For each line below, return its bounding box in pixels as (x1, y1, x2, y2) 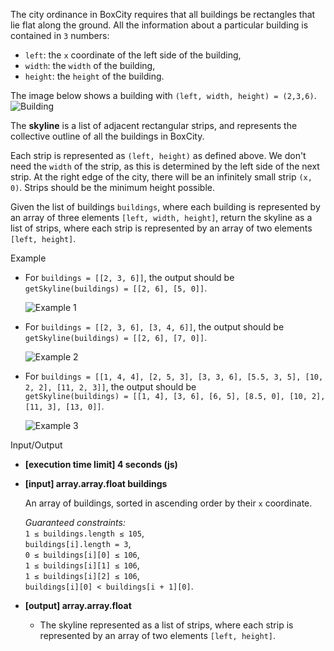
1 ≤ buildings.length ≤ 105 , (24, 527, 145, 539)
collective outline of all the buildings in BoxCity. (10, 130, 205, 142)
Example (10, 252, 47, 264)
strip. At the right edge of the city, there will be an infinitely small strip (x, (10, 171, 313, 183)
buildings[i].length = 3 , (24, 538, 132, 549)
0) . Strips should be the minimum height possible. (10, 182, 215, 193)
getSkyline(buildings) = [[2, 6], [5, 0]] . (24, 282, 208, 294)
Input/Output (10, 439, 63, 451)
